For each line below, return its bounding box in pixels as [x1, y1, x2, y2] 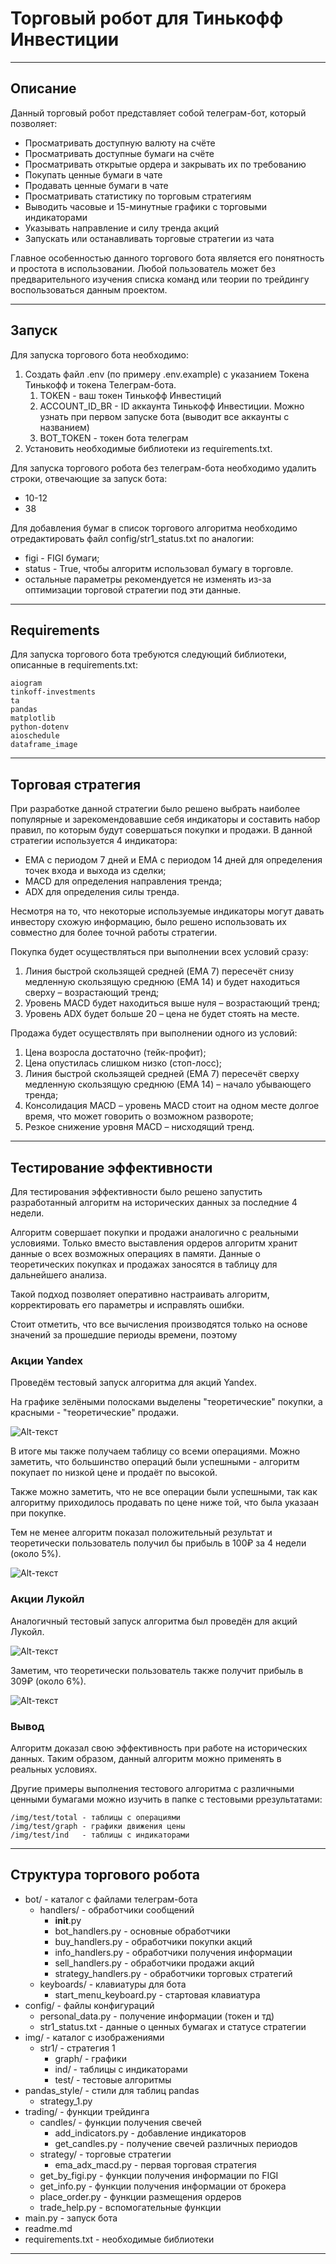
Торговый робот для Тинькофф [10, 7, 284, 30]
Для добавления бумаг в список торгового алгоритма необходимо [10, 522, 298, 534]
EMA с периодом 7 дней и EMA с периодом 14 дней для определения [24, 854, 323, 866]
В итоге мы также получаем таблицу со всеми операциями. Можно [10, 1445, 301, 1457]
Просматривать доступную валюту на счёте [24, 137, 216, 149]
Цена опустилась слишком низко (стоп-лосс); [24, 1057, 222, 1069]
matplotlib [10, 713, 56, 724]
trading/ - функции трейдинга [24, 2105, 150, 2117]
